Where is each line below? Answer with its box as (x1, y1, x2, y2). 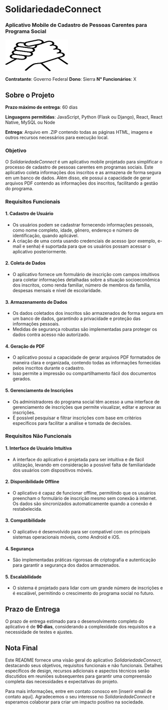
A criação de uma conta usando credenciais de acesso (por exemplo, (12, 238, 157, 244)
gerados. (12, 376, 32, 382)
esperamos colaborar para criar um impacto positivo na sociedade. (5, 699, 144, 705)
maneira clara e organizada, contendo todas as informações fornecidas (12, 360, 161, 366)
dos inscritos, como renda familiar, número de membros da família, (12, 282, 151, 288)
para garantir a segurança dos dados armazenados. (12, 562, 120, 568)
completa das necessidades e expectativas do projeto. (5, 679, 119, 685)
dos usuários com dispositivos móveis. (12, 467, 93, 473)
